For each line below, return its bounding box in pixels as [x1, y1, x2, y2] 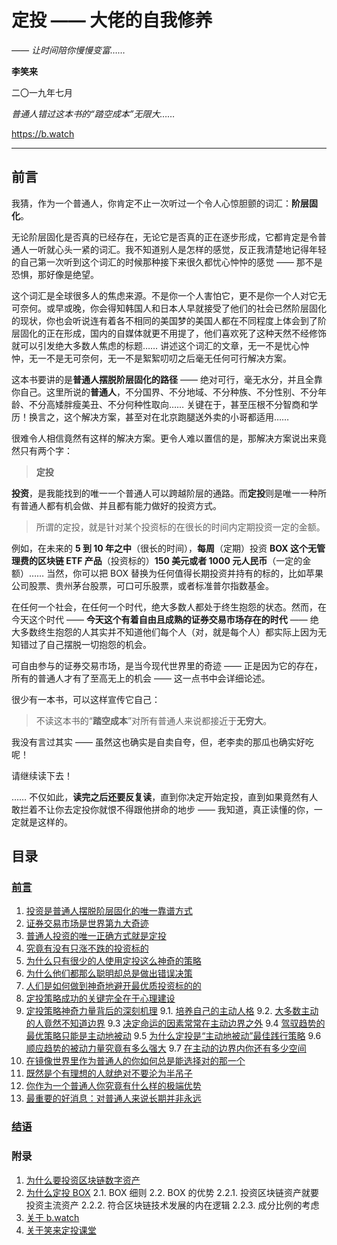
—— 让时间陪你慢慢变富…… [11, 44, 126, 56]
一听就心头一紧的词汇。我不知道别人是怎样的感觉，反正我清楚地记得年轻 [28, 243, 327, 255]
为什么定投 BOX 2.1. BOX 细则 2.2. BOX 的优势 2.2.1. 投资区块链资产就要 [25, 1186, 319, 1198]
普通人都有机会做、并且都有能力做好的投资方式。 [19, 499, 222, 511]
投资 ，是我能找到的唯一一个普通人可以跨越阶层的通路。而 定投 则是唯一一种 [11, 487, 318, 499]
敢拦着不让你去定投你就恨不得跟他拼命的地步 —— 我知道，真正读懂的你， [11, 803, 314, 815]
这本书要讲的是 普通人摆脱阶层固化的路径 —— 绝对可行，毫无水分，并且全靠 [11, 373, 323, 385]
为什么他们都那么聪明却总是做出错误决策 [25, 967, 193, 980]
